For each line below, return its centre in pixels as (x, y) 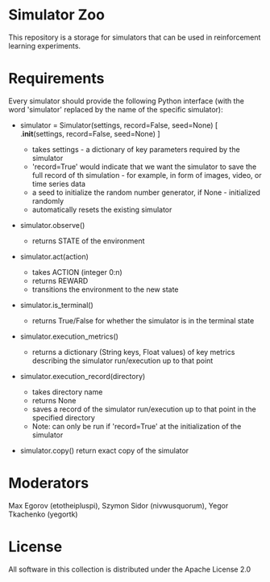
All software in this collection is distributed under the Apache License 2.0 (130, 569)
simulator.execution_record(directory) (83, 376)
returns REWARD (60, 280)
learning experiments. (45, 45)
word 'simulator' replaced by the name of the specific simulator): (116, 109)
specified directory (63, 417)
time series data (59, 183)
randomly (48, 200)
